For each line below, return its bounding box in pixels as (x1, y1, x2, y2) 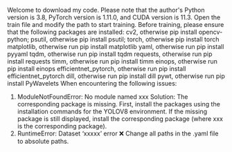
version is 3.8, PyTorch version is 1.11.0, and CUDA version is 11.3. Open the (7, 13, 221, 21)
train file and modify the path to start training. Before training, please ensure (7, 21, 224, 28)
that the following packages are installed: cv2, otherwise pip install (7, 28, 197, 36)
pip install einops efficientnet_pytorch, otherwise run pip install (7, 65, 186, 73)
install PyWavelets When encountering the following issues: (7, 79, 177, 87)
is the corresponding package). (17, 122, 107, 130)
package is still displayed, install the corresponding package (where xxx (17, 115, 224, 123)
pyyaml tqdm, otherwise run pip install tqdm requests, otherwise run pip (7, 50, 213, 58)
